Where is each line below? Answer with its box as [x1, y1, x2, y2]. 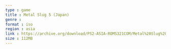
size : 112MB [5, 36, 33, 41]
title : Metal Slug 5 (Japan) [5, 12, 70, 17]
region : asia [5, 27, 36, 32]
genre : [5, 17, 22, 22]
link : [5, 31, 19, 36]
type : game [5, 7, 31, 13]
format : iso [5, 21, 33, 27]
